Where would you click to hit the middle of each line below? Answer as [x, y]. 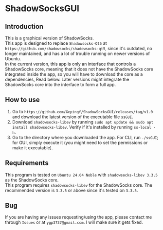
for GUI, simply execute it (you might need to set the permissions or [80, 142]
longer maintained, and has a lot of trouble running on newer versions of [77, 53]
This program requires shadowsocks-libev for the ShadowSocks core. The [79, 185]
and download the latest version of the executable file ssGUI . [72, 117]
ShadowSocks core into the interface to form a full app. [60, 85]
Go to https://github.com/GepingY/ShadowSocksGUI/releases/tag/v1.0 [82, 111]
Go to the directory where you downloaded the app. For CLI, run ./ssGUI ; [85, 137]
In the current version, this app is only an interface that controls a [71, 64]
